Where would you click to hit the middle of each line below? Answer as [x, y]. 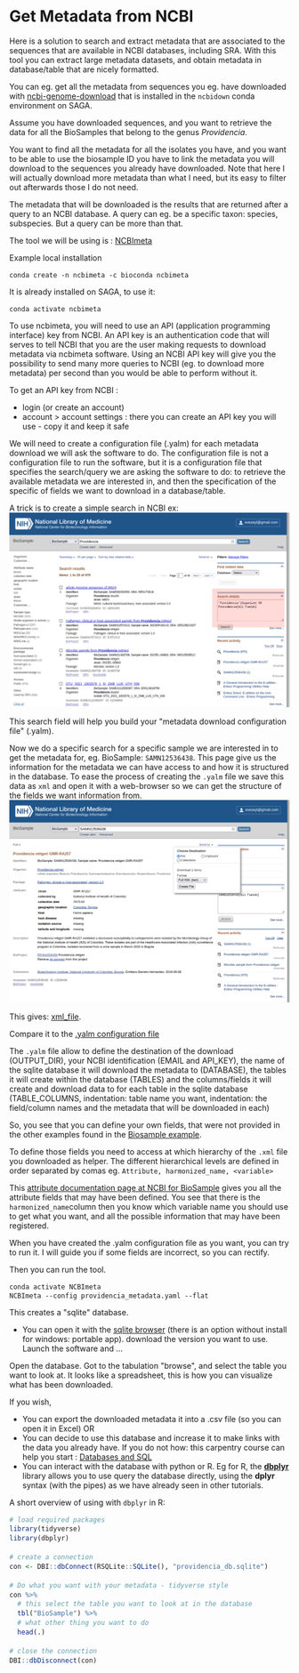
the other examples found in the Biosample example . [105, 1134]
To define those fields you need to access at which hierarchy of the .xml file [149, 1151]
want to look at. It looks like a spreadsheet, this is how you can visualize [141, 1375]
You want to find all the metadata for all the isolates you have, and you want [148, 149]
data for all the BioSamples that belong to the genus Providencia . [128, 132]
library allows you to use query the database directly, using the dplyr [149, 1476]
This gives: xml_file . [45, 1017]
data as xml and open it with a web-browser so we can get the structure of [145, 785]
